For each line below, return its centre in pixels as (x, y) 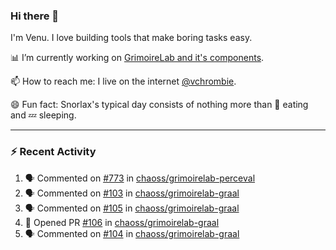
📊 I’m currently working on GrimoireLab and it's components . (137, 58)
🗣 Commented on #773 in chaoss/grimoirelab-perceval (140, 178)
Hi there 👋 (35, 16)
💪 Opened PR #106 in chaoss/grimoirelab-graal (122, 222)
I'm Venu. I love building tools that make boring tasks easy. (131, 38)
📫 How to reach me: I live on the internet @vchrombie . (123, 81)
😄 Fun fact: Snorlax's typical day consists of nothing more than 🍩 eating (159, 105)
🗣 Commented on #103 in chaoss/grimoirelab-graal (132, 193)
